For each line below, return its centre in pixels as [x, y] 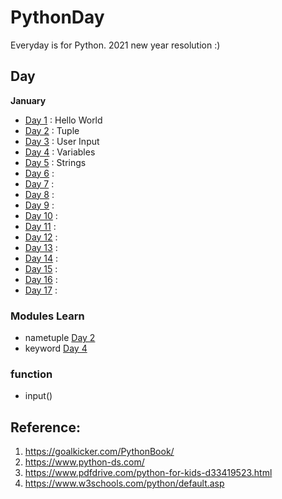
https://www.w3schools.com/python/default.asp [124, 483]
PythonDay [57, 17]
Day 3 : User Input [62, 141]
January [28, 100]
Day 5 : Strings [55, 162]
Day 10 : [41, 215]
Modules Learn [47, 316]
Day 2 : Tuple [52, 130]
